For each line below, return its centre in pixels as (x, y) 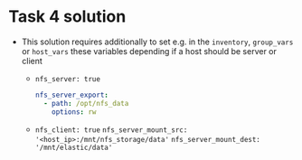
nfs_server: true (68, 79)
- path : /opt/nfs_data (86, 103)
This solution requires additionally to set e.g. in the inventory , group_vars (157, 42)
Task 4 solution (67, 17)
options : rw (74, 112)
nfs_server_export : (72, 95)
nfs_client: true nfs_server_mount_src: (111, 130)
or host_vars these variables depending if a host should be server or (149, 51)
